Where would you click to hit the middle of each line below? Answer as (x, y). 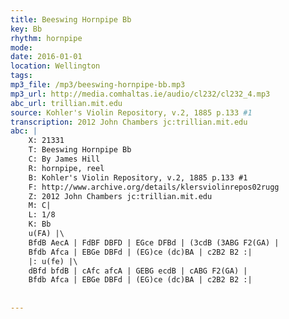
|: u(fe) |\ (53, 261)
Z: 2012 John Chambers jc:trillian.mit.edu (120, 196)
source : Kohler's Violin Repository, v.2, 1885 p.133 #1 (131, 112)
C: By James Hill (64, 159)
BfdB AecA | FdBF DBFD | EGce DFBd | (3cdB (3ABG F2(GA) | (154, 242)
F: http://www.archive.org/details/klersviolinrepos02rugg (154, 187)
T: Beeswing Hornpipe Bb (80, 150)
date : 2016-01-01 (46, 57)
